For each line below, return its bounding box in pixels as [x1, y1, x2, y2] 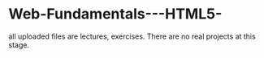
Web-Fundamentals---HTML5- [8, 5, 223, 23]
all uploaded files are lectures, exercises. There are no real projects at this [8, 31, 256, 41]
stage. [8, 39, 30, 49]
